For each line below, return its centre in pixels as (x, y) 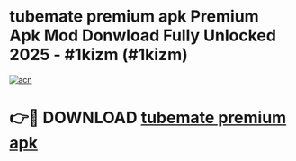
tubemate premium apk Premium (134, 17)
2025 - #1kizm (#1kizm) (99, 55)
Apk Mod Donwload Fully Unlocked (143, 36)
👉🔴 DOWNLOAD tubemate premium (148, 118)
